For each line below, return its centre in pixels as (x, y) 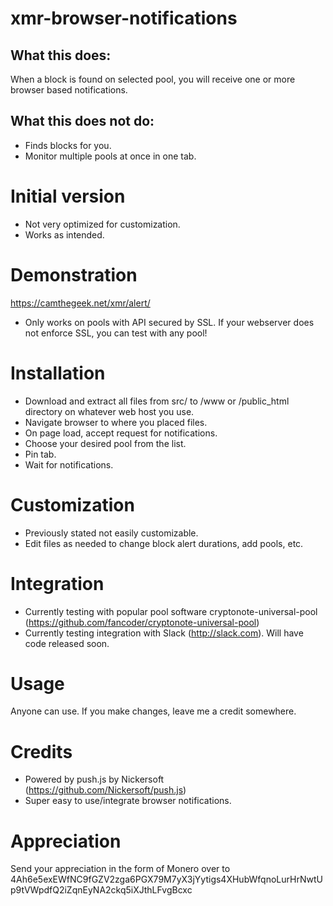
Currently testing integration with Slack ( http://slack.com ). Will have (164, 633)
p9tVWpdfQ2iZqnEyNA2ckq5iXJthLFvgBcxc (101, 890)
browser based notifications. (69, 90)
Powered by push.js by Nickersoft (94, 779)
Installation (58, 373)
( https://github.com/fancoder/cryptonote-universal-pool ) (142, 622)
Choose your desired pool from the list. (105, 443)
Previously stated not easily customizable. (111, 533)
